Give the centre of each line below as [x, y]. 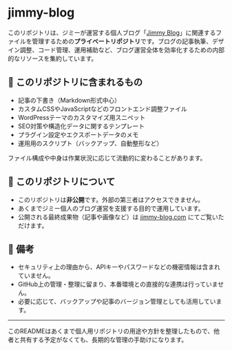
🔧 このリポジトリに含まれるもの [75, 82]
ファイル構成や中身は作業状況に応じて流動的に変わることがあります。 [107, 158]
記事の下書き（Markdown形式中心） [69, 100]
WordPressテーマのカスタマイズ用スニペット [82, 117]
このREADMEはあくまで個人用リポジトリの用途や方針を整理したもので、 [111, 331]
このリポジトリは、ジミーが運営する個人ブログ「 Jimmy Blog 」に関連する [112, 32]
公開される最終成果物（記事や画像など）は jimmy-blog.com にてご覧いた [121, 217]
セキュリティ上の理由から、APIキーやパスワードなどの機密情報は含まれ [119, 267]
